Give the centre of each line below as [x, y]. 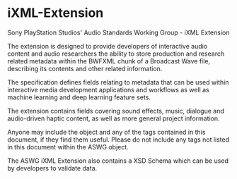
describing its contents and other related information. [85, 68]
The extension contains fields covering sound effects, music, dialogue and [116, 111]
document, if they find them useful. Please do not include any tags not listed [118, 140]
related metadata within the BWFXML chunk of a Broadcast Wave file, [109, 61]
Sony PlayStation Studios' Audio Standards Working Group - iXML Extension [118, 32]
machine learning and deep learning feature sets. [79, 97]
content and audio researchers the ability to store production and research [116, 54]
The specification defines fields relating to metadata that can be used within [118, 82]
